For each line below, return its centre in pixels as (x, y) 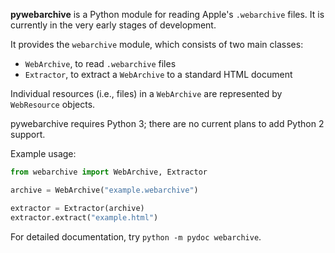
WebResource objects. (53, 104)
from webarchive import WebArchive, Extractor (109, 172)
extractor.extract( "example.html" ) (84, 217)
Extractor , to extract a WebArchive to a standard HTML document (158, 74)
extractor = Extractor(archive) (77, 208)
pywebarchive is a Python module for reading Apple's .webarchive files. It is (167, 14)
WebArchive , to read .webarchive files (100, 63)
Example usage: (43, 153)
